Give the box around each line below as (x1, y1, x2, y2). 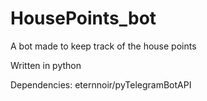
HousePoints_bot (10, 7, 157, 30)
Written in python (10, 59, 82, 71)
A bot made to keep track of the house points (10, 40, 197, 52)
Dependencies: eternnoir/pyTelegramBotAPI (10, 78, 192, 91)
